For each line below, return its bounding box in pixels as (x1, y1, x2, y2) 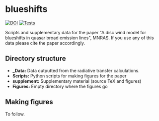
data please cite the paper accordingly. (5, 40, 85, 46)
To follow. (5, 111, 25, 117)
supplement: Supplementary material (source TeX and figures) (12, 78, 142, 84)
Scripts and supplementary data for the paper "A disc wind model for (5, 29, 147, 35)
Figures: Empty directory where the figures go (12, 83, 108, 89)
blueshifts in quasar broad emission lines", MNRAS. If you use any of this (5, 35, 154, 41)
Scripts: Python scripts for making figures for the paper (12, 73, 127, 79)
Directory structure (5, 55, 66, 63)
